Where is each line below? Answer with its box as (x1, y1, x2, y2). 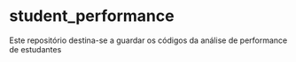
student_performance (9, 6, 175, 26)
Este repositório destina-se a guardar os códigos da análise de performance (9, 35, 288, 45)
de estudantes (9, 44, 62, 54)
